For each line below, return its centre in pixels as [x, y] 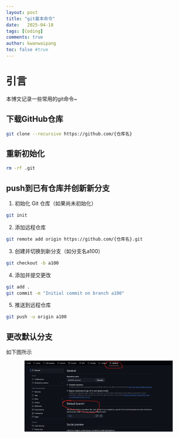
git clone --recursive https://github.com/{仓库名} [69, 134]
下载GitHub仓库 [35, 119]
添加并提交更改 [33, 275]
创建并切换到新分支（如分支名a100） [59, 251]
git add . [18, 287]
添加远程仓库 [30, 227]
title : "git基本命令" [31, 19]
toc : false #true [27, 50]
